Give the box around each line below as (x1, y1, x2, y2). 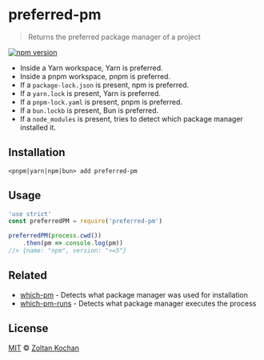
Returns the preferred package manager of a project (27, 32, 202, 42)
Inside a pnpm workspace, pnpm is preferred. (19, 71, 170, 81)
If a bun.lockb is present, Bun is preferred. (19, 106, 159, 115)
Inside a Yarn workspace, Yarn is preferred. (19, 62, 163, 73)
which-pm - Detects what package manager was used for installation (19, 290, 248, 299)
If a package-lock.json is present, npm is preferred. (19, 80, 190, 90)
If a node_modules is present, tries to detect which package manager (19, 114, 244, 123)
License (8, 322, 49, 335)
